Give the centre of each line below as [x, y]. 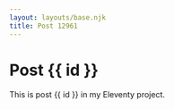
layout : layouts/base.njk [57, 17]
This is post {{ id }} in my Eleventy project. [87, 95]
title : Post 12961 [43, 26]
